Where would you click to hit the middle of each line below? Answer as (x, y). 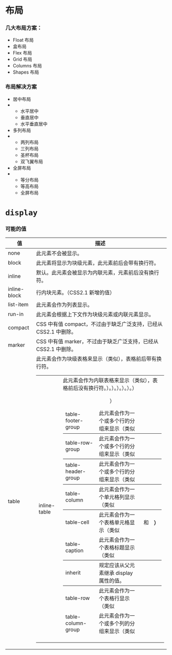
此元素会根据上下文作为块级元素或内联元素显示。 (95, 314)
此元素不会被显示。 (59, 254)
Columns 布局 (27, 66)
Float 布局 (23, 40)
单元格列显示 (120, 497)
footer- (74, 421)
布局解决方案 (21, 87)
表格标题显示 (120, 547)
